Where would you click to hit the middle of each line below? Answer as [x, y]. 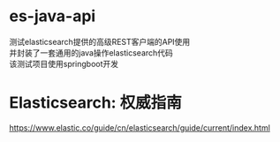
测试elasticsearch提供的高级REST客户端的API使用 [100, 41]
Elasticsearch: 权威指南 [96, 103]
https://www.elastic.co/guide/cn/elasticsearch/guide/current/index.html [140, 127]
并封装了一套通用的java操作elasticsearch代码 [91, 52]
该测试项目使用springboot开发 [64, 64]
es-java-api [53, 16]
